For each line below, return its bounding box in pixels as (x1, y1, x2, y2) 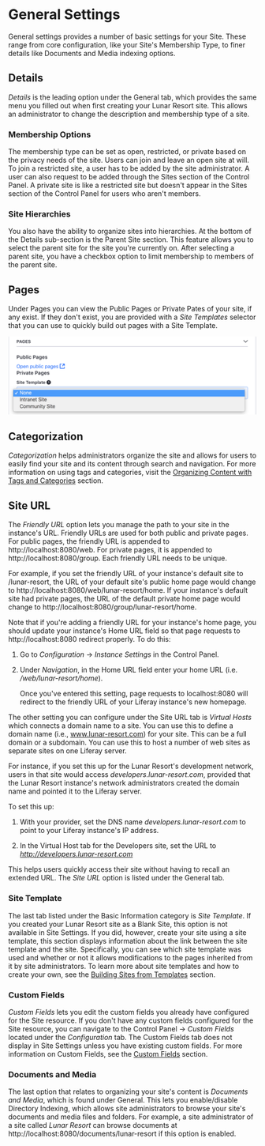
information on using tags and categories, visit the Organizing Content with (8, 468, 252, 477)
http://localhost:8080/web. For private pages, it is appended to (8, 545, 213, 555)
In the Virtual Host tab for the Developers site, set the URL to (19, 841, 217, 850)
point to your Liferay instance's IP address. (19, 826, 159, 835)
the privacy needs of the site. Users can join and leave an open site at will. (8, 156, 250, 165)
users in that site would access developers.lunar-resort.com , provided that (8, 770, 251, 779)
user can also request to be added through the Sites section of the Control (8, 172, 250, 182)
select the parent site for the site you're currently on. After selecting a (8, 243, 235, 253)
